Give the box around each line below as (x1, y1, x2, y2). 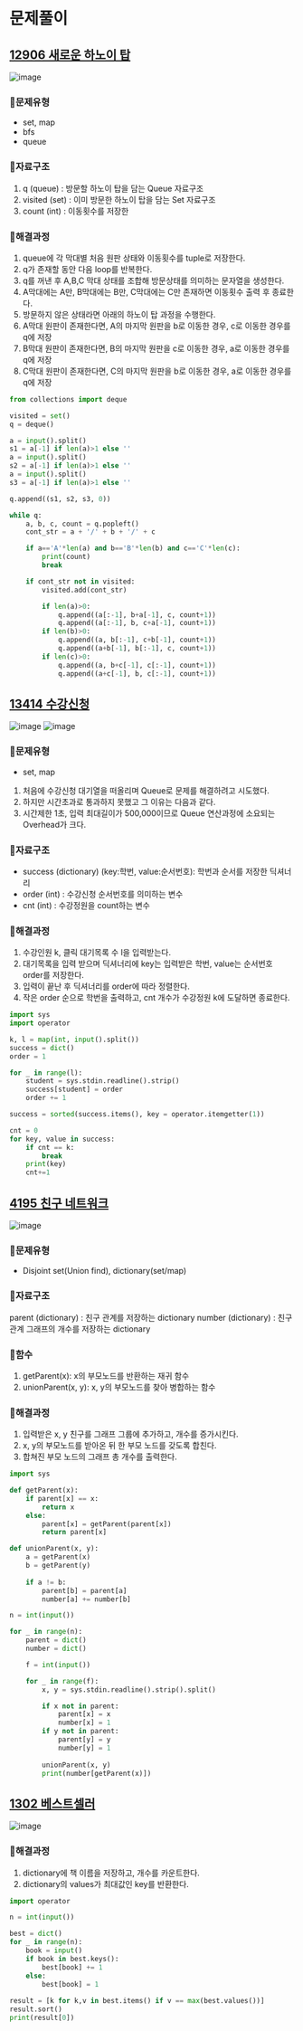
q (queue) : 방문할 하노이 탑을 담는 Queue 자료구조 (22, 183, 204, 194)
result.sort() (9, 2005, 63, 2014)
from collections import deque (9, 394, 128, 403)
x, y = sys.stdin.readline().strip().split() (42, 1685, 217, 1694)
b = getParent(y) (25, 1561, 91, 1571)
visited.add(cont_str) (42, 585, 128, 594)
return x (42, 1503, 75, 1512)
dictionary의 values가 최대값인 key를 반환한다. (22, 1878, 190, 1889)
